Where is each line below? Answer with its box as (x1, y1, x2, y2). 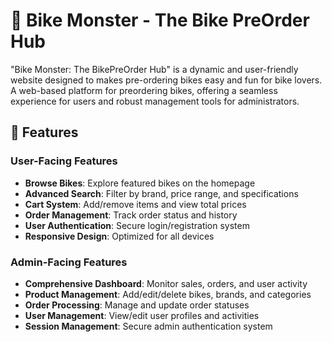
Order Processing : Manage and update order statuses (24, 299, 250, 311)
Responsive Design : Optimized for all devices (24, 230, 215, 242)
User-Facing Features (10, 154, 118, 168)
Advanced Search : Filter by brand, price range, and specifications (24, 187, 299, 199)
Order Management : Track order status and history (24, 209, 238, 221)
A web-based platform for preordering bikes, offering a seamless (10, 84, 278, 96)
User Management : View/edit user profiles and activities (24, 309, 260, 321)
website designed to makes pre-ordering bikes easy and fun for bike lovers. (10, 74, 323, 86)
